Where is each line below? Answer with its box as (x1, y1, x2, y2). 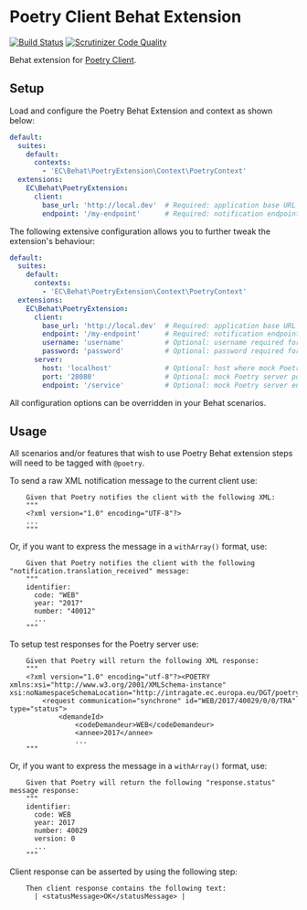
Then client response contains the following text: (26, 884, 227, 894)
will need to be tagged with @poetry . (9, 457, 145, 468)
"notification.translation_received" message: (9, 567, 190, 576)
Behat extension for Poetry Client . (9, 54, 137, 65)
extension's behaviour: (9, 235, 96, 246)
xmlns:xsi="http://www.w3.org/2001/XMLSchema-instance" (9, 680, 227, 690)
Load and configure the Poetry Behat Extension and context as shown (9, 105, 273, 116)
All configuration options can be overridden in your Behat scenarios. (9, 397, 267, 408)
